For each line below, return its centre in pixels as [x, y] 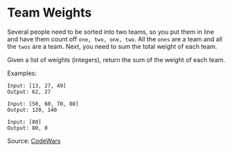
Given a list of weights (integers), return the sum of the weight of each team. [116, 59]
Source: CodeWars [34, 141]
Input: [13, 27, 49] [37, 85]
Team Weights [50, 13]
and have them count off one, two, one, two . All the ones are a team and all [115, 39]
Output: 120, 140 [32, 110]
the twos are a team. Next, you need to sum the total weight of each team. [112, 46]
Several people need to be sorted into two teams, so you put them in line [111, 32]
